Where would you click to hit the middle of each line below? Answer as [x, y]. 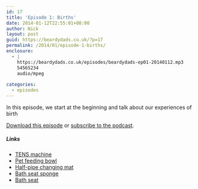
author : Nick [22, 29]
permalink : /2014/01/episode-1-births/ [56, 46]
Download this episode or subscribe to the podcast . [70, 125]
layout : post [22, 34]
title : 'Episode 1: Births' [41, 17]
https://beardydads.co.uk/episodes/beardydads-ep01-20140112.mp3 [100, 62]
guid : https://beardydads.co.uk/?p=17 [55, 40]
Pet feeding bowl [36, 161]
